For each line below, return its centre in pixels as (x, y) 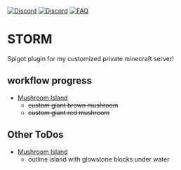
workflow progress (50, 81)
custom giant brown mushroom (73, 105)
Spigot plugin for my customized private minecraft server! (90, 58)
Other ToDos (36, 135)
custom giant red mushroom (69, 112)
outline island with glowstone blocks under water (99, 159)
